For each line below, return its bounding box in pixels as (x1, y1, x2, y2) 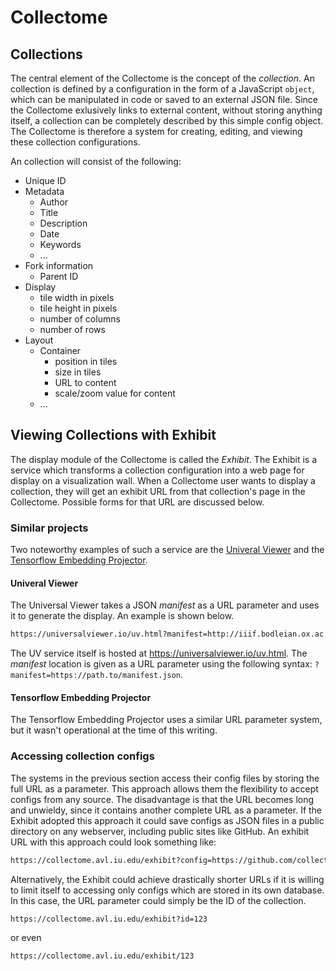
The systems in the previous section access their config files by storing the (10, 772, 320, 784)
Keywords (39, 239, 82, 250)
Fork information (24, 260, 94, 271)
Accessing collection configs (10, 749, 155, 763)
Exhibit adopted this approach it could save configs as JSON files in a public (10, 814, 325, 826)
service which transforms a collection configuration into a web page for (10, 464, 305, 476)
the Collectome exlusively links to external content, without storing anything (10, 104, 323, 116)
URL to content (54, 377, 117, 388)
